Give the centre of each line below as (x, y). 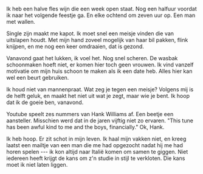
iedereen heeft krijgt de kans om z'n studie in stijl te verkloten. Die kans (96, 158)
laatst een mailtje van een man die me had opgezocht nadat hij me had (95, 145)
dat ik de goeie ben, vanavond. (45, 102)
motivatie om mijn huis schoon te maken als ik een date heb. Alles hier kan (99, 71)
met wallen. (21, 22)
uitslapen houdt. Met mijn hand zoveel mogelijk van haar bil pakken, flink (97, 40)
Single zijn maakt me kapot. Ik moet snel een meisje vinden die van (90, 33)
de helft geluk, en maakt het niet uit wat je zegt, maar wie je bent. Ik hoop (98, 96)
